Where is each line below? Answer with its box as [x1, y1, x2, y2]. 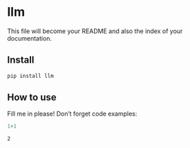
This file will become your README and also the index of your [7, 27, 183, 35]
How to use [7, 92, 57, 103]
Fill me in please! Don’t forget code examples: [7, 109, 137, 118]
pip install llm [7, 72, 54, 79]
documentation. [7, 34, 53, 42]
